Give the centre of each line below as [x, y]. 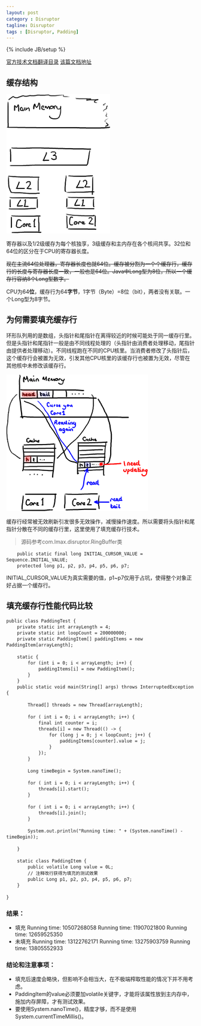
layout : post [22, 13]
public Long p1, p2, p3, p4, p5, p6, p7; [80, 879]
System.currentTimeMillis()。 [51, 1016]
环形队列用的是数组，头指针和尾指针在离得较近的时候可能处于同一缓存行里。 [100, 335]
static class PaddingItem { [52, 861]
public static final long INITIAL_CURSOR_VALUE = [80, 554]
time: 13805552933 [39, 948]
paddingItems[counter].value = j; [103, 741]
